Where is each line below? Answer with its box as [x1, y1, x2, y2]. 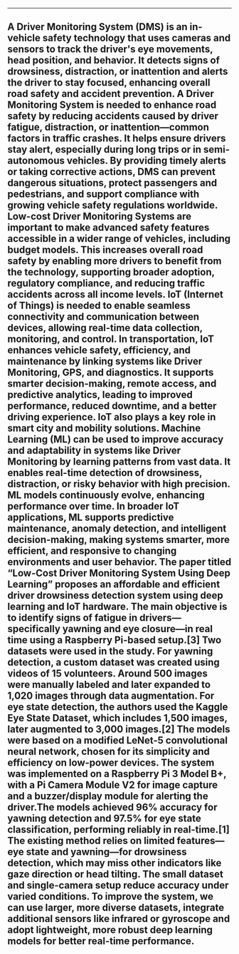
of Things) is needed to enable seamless [7, 300, 191, 312]
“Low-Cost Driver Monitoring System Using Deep [7, 567, 231, 579]
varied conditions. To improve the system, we [7, 890, 213, 903]
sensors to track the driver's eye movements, [7, 44, 213, 56]
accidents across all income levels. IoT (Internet [7, 288, 224, 300]
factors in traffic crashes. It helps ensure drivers [7, 133, 226, 145]
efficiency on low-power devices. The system [7, 757, 215, 769]
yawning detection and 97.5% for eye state [7, 813, 201, 825]
